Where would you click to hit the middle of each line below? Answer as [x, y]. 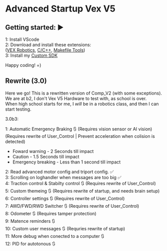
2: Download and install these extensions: [48, 45]
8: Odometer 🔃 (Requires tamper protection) [51, 213]
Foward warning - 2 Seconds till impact [53, 151]
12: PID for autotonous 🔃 [30, 243]
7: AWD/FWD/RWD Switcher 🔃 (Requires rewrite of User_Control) [72, 206]
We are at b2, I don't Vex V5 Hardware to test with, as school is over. [76, 98]
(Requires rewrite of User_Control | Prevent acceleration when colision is [80, 136]
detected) [15, 141]
